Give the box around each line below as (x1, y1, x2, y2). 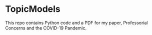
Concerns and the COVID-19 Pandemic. (5, 25, 86, 31)
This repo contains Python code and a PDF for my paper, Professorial (5, 20, 148, 26)
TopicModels (5, 3, 61, 15)
